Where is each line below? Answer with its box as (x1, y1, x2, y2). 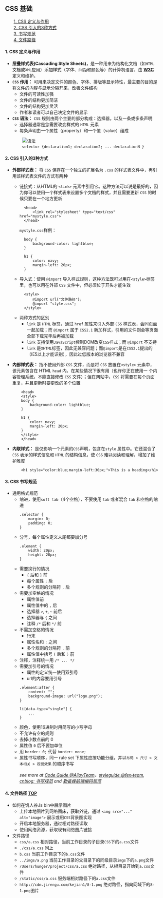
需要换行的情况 (19, 566, 50, 572)
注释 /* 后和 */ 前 (26, 621, 62, 626)
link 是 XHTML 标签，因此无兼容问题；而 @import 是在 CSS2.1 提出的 (26, 345, 153, 351)
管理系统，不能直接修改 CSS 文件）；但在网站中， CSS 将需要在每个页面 (16, 374, 155, 380)
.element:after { (19, 685, 55, 690)
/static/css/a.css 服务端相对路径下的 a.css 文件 (19, 875, 116, 881)
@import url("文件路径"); (32, 297, 82, 302)
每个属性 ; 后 (26, 578, 53, 584)
